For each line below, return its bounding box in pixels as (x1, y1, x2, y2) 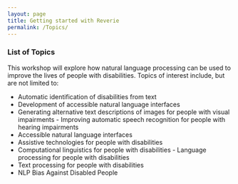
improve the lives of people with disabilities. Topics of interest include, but (7, 71, 225, 79)
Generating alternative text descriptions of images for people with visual (17, 108, 230, 116)
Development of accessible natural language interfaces (17, 100, 180, 108)
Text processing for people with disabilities (17, 160, 144, 169)
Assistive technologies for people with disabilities (17, 138, 163, 146)
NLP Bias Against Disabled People (17, 168, 118, 177)
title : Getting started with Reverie (7, 17, 120, 24)
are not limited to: (7, 78, 59, 87)
